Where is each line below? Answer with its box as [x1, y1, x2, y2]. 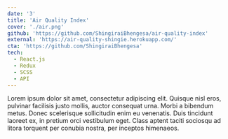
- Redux [13, 62, 36, 69]
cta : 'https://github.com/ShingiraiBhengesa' [7, 43, 142, 50]
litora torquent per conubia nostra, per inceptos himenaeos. [7, 124, 180, 133]
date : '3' [7, 10, 36, 17]
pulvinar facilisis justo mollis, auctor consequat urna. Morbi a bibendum [7, 102, 214, 110]
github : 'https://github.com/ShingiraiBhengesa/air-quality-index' [7, 29, 209, 37]
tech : [7, 50, 23, 57]
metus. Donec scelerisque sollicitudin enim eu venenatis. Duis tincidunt [7, 109, 213, 117]
